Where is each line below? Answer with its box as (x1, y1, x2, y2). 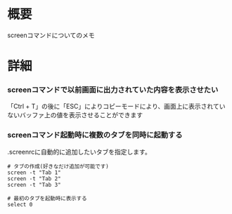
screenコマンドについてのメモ (7, 31, 95, 39)
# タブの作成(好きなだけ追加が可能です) (7, 163, 109, 170)
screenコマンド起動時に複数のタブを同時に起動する (7, 131, 183, 140)
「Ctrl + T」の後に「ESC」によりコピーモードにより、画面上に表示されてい (7, 102, 226, 111)
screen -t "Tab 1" (7, 169, 61, 176)
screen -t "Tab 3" (7, 181, 61, 188)
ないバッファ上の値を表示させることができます (7, 111, 143, 119)
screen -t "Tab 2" (7, 175, 61, 182)
